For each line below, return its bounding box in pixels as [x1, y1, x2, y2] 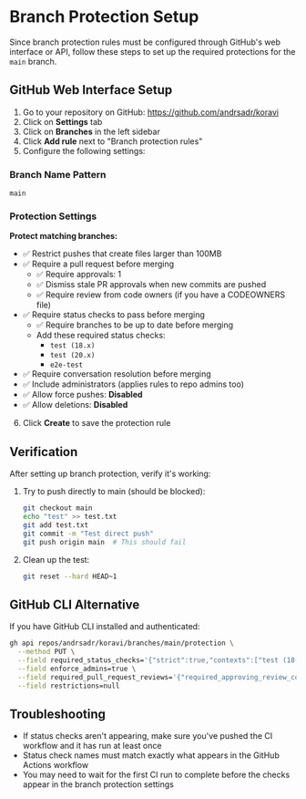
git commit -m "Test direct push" [22, 529, 154, 538]
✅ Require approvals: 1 [36, 269, 121, 280]
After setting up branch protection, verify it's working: [9, 468, 211, 480]
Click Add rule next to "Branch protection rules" [22, 135, 203, 147]
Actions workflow [22, 760, 89, 771]
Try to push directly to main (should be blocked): [22, 486, 206, 497]
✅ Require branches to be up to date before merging [36, 319, 234, 330]
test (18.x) [49, 341, 96, 350]
